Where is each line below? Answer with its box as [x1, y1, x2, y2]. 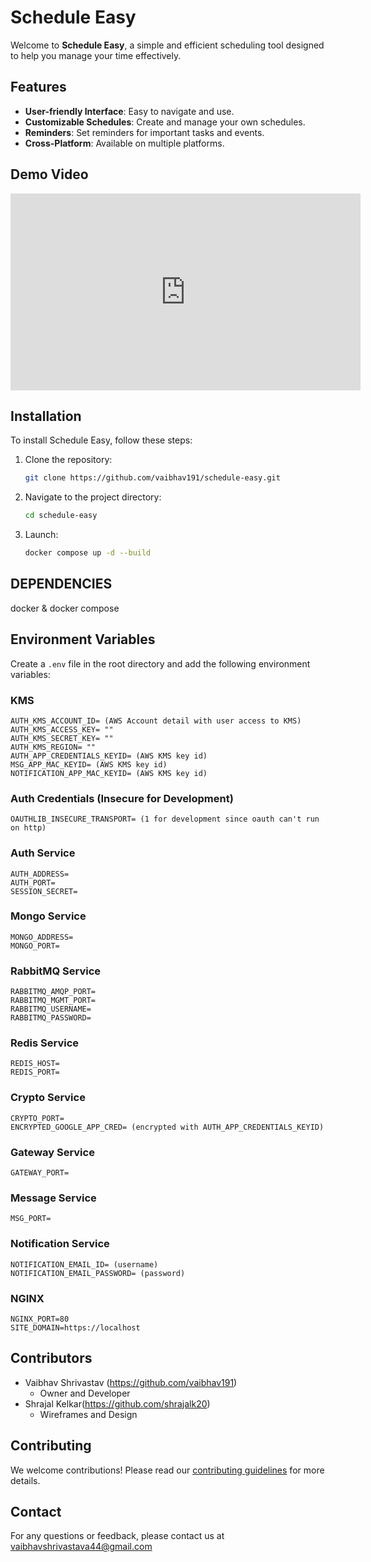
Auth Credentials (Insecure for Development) [10, 791, 234, 805]
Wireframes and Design [39, 1408, 138, 1420]
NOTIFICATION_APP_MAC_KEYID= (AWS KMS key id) [10, 768, 208, 778]
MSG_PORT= [10, 1214, 52, 1224]
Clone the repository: [24, 454, 113, 466]
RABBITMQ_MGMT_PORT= [10, 996, 97, 1006]
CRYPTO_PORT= [10, 1113, 65, 1123]
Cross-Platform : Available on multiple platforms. [24, 137, 225, 149]
